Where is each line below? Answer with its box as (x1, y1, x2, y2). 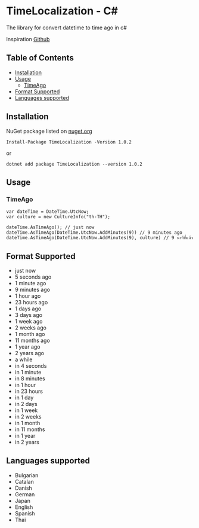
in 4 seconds (14, 362, 47, 370)
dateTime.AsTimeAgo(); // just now (6, 224, 95, 231)
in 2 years (14, 438, 40, 446)
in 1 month (14, 420, 41, 427)
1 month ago (14, 331, 45, 338)
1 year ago (14, 343, 41, 350)
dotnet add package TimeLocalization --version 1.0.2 (6, 161, 143, 167)
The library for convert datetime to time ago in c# (6, 24, 127, 31)
